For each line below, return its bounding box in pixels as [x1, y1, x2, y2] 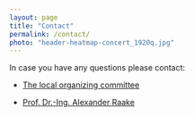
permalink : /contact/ [9, 29, 91, 38]
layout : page [9, 12, 58, 22]
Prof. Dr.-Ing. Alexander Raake [22, 97, 135, 108]
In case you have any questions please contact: [9, 62, 186, 73]
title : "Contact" [9, 21, 75, 30]
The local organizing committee [22, 79, 140, 90]
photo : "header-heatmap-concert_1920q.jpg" [9, 37, 175, 47]
